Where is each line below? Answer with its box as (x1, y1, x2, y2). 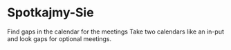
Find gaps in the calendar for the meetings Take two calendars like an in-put (7, 27, 225, 36)
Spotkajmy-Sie (7, 5, 95, 21)
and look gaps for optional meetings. (7, 34, 112, 42)
